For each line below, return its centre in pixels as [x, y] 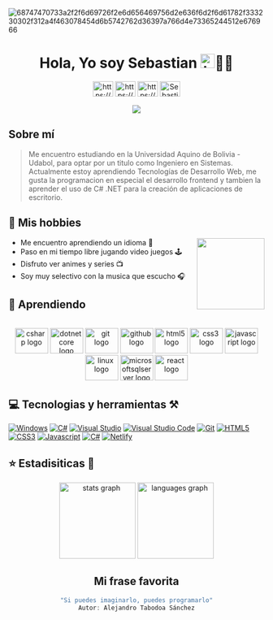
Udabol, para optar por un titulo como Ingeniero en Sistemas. [130, 163]
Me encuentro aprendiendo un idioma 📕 [87, 242]
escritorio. [45, 197]
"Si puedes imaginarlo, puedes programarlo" [136, 600]
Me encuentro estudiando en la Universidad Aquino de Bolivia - [134, 154]
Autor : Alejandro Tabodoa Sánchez [136, 608]
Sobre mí [32, 134]
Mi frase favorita [136, 581]
